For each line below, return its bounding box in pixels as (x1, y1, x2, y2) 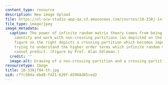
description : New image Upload (5, 12, 70, 17)
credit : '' (9, 53, 32, 59)
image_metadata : (5, 26, 39, 31)
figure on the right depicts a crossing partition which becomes (14, 40, 153, 45)
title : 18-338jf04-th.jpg (5, 68, 59, 73)
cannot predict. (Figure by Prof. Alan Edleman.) (14, 49, 120, 54)
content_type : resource (5, 7, 55, 12)
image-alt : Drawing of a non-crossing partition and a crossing (9, 58, 146, 63)
